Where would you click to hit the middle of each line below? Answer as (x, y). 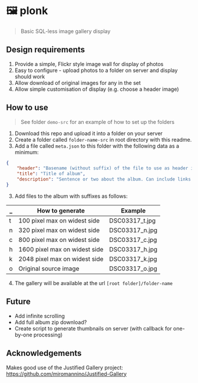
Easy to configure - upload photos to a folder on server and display (96, 70)
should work (30, 76)
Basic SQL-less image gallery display (65, 31)
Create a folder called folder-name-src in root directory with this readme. (103, 139)
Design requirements (46, 50)
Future (19, 302)
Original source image (49, 269)
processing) (48, 335)
